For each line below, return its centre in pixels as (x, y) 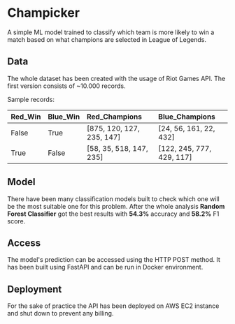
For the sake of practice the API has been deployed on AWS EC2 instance (113, 306)
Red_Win (26, 117)
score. (16, 221)
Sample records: (31, 99)
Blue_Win (64, 117)
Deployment (35, 289)
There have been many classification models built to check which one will (113, 199)
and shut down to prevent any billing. (60, 314)
